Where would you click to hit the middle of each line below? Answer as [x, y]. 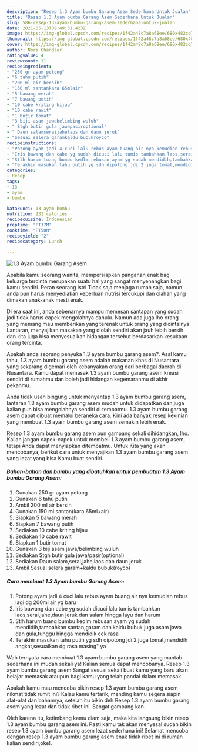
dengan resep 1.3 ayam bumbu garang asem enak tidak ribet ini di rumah [95, 737]
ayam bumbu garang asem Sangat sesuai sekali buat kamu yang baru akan [98, 670]
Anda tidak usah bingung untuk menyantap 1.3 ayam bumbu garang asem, [96, 397]
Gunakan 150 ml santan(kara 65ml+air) [62, 512]
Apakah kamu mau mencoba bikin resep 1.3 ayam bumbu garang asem [92, 688]
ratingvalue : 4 [25, 55]
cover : [15, 45]
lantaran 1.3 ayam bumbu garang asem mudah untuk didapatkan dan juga [95, 403]
